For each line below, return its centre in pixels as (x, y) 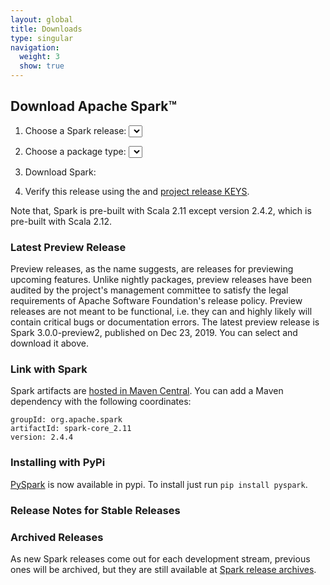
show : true (42, 66)
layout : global (42, 19)
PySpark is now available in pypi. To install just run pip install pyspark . (159, 484)
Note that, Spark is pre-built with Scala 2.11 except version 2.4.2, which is (161, 210)
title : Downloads (46, 29)
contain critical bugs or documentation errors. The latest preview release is (165, 322)
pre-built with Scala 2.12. (61, 221)
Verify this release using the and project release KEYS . (137, 191)
